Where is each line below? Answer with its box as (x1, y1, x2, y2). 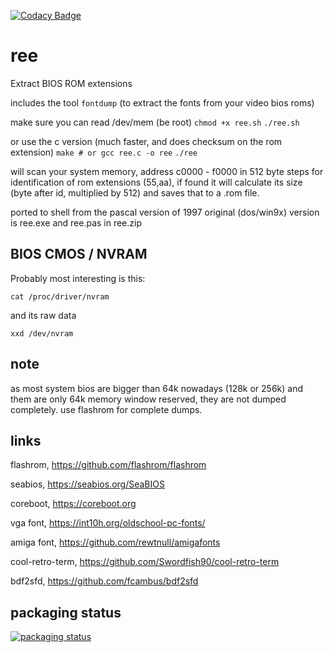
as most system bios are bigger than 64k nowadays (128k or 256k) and (10, 382, 304, 394)
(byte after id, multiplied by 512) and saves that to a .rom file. (10, 186, 260, 199)
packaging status (10, 604, 122, 621)
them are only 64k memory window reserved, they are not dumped (10, 393, 287, 405)
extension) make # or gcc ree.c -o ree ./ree (10, 146, 198, 158)
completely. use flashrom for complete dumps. (10, 403, 203, 415)
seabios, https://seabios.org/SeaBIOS (10, 478, 165, 490)
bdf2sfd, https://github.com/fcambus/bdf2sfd (10, 575, 199, 587)
